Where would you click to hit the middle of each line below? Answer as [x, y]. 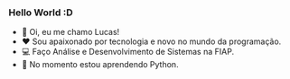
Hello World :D [41, 13]
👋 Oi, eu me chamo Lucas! [70, 32]
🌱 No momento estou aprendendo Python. [100, 65]
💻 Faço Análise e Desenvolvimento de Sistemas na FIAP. [128, 52]
